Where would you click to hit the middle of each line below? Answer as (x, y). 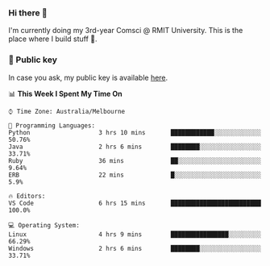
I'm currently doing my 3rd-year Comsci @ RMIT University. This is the (126, 31)
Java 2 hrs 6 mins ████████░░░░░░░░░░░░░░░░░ (135, 147)
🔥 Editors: (27, 196)
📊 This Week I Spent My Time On (65, 94)
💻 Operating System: (44, 225)
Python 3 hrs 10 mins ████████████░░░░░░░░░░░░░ (135, 132)
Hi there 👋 (28, 13)
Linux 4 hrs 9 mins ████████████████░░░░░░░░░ (135, 234)
